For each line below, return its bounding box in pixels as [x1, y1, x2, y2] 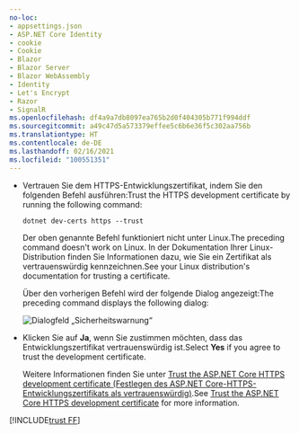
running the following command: [22, 199, 143, 209]
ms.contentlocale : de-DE [9, 138, 102, 147]
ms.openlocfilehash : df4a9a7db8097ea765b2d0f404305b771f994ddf [9, 113, 251, 122]
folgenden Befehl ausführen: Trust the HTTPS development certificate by [22, 190, 291, 200]
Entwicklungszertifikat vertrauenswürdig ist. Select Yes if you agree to [22, 341, 281, 352]
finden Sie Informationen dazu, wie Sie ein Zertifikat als [66, 251, 272, 261]
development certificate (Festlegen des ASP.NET [22, 378, 204, 389]
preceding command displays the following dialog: [22, 297, 209, 308]
